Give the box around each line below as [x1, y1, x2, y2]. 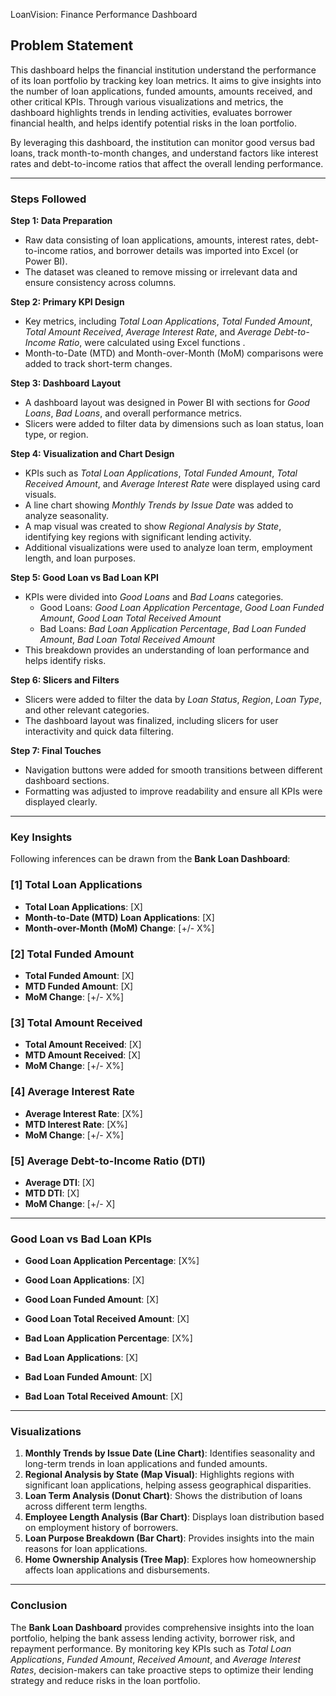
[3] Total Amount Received [10, 1015, 143, 1029]
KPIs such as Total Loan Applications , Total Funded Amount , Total [24, 467, 298, 479]
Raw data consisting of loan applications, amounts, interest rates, [24, 234, 295, 246]
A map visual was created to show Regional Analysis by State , [24, 520, 282, 533]
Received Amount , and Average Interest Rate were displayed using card [24, 478, 321, 490]
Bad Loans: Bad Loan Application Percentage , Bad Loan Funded [39, 623, 307, 635]
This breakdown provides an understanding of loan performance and [24, 644, 310, 656]
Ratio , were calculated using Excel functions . [58, 337, 246, 349]
